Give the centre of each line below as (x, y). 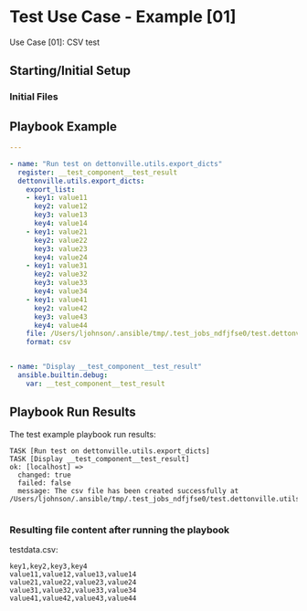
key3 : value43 (61, 317)
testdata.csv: (34, 549)
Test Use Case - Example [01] (123, 17)
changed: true (44, 475)
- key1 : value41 (57, 300)
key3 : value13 (61, 215)
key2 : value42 (61, 308)
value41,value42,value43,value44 (73, 598)
